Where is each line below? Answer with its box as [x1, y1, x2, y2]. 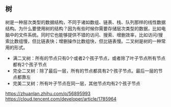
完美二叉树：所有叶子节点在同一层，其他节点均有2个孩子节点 [12, 80, 141, 86]
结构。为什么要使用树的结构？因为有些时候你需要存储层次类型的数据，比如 [5, 25, 161, 31]
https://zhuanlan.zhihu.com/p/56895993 [5, 90, 91, 96]
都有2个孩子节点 [12, 61, 47, 67]
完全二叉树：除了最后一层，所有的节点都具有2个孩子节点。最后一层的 [12, 68, 159, 74]
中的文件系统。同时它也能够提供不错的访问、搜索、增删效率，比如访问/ [9, 32, 159, 38]
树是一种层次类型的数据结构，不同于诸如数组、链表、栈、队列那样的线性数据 [5, 19, 166, 25]
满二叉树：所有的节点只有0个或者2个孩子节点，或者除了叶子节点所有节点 [12, 55, 166, 61]
